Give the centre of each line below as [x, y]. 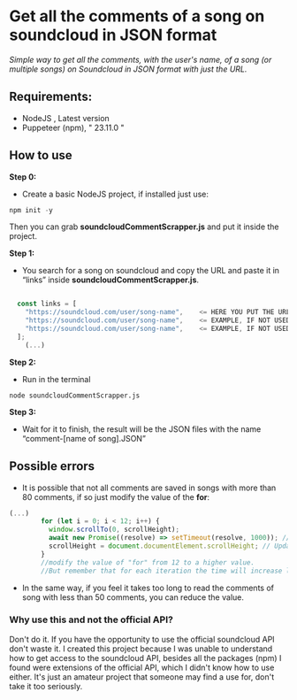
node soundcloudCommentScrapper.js [75, 396]
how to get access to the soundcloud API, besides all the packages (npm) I [145, 658]
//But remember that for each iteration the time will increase [162, 571]
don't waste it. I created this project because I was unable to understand [141, 649]
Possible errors [52, 466]
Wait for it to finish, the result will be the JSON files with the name [141, 429]
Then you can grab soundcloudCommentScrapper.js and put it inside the [145, 227]
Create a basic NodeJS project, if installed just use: [115, 194]
